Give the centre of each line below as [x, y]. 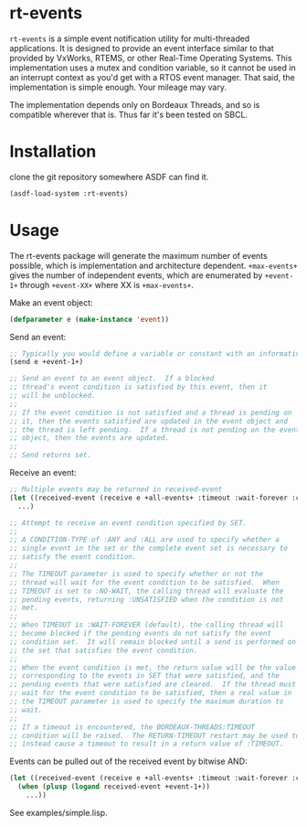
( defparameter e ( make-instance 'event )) [90, 319]
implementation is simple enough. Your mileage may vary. [118, 87]
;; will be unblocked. [53, 396]
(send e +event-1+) [47, 362]
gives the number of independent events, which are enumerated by [136, 275]
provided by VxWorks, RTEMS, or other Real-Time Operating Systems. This [151, 58]
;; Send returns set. [51, 456]
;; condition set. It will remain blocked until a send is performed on [153, 642]
